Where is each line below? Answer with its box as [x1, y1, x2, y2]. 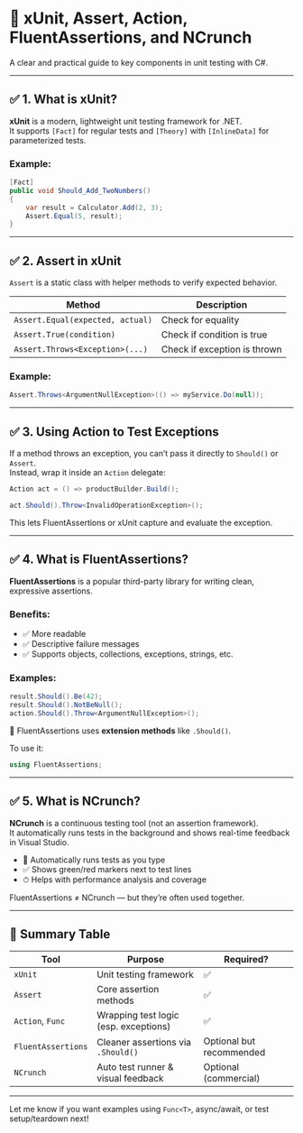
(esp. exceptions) [96, 1020, 171, 1033]
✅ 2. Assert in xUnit [9, 253, 122, 269]
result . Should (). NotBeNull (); [9, 701, 124, 710]
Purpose [126, 953, 165, 966]
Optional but [203, 1035, 255, 1047]
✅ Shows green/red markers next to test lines [22, 863, 192, 874]
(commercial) [203, 1073, 261, 1085]
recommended [203, 1046, 266, 1059]
